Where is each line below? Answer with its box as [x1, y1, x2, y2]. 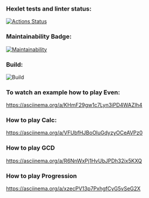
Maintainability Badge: [6, 33, 72, 41]
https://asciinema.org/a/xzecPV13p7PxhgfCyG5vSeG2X [6, 185, 141, 192]
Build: [6, 60, 23, 68]
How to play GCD [6, 144, 56, 152]
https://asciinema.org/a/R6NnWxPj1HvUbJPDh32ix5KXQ [6, 157, 142, 164]
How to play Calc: [6, 116, 57, 124]
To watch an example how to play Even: [6, 88, 120, 96]
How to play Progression [6, 172, 77, 180]
